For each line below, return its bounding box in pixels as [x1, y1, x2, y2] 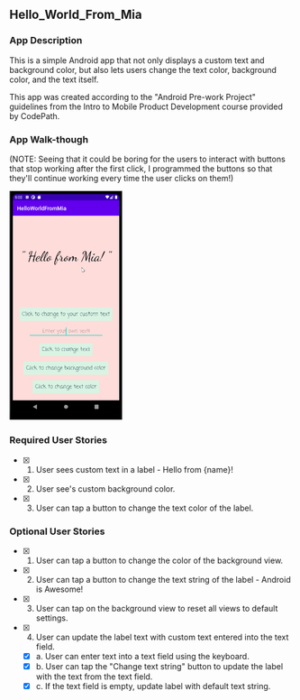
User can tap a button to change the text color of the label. [35, 502, 254, 513]
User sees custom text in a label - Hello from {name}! [35, 464, 234, 474]
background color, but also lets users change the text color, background [9, 64, 277, 75]
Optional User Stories [9, 525, 105, 538]
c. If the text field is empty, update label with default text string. [35, 681, 271, 692]
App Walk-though [9, 133, 88, 145]
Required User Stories [9, 434, 108, 447]
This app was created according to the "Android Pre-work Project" [9, 91, 257, 102]
